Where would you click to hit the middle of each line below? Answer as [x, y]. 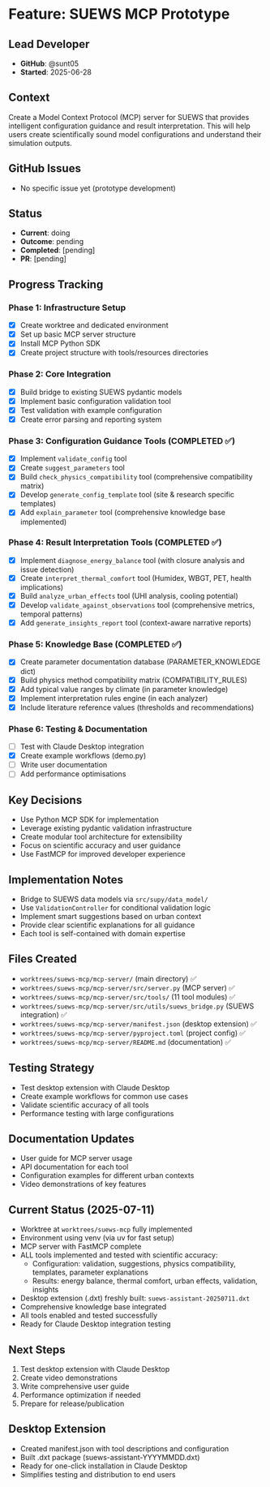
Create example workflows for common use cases [104, 1096]
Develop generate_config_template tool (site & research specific [127, 495]
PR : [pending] [43, 259]
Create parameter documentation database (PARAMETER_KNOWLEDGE [140, 662]
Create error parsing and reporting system [91, 419]
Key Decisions [45, 800]
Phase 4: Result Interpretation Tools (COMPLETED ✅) [115, 543]
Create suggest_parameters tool [73, 468]
